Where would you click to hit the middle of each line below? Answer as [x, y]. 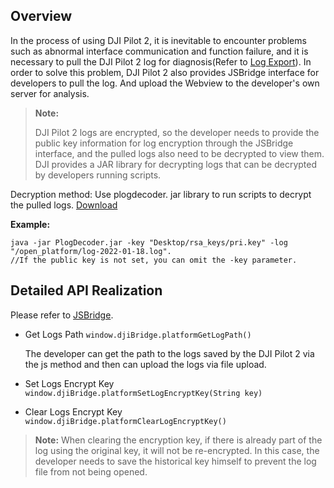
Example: [30, 224]
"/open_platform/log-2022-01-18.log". [91, 251]
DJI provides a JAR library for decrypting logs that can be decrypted [175, 164]
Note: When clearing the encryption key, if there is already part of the [178, 440]
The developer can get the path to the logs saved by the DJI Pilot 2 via [169, 353]
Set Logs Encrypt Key [69, 383]
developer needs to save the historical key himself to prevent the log [175, 461]
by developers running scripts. [98, 175]
